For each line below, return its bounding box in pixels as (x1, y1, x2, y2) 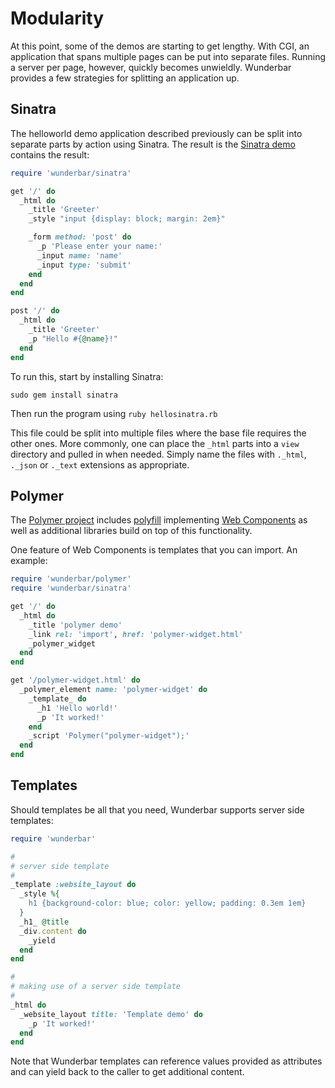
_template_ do (28, 693, 87, 704)
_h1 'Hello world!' (36, 703, 118, 713)
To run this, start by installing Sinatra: (10, 370, 164, 382)
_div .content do (19, 926, 87, 936)
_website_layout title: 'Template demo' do (19, 1009, 203, 1019)
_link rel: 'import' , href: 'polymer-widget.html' (28, 629, 244, 639)
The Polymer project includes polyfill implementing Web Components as (10, 514, 308, 526)
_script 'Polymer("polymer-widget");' (28, 731, 190, 741)
